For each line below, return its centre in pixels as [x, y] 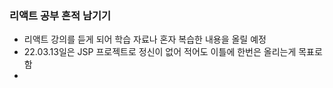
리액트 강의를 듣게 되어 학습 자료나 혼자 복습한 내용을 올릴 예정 [145, 39]
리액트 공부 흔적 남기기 [60, 15]
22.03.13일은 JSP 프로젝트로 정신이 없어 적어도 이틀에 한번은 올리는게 [160, 52]
